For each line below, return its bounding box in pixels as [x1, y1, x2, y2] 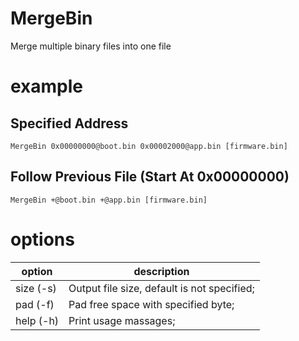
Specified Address [10, 115, 129, 132]
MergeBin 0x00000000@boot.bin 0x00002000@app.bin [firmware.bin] [10, 141, 288, 151]
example [10, 75, 84, 98]
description [133, 264, 190, 278]
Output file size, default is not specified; [68, 281, 255, 295]
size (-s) [15, 281, 57, 295]
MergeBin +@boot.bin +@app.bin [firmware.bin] [10, 195, 208, 205]
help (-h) [15, 313, 60, 327]
